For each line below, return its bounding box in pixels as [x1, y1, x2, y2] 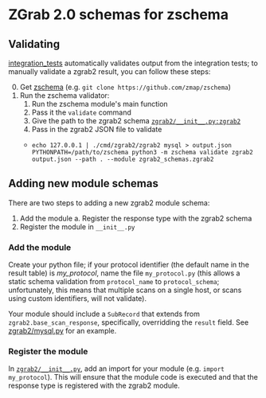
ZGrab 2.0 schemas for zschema [8, 6, 229, 24]
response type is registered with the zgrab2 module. [8, 380, 181, 391]
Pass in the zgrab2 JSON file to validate [31, 125, 162, 134]
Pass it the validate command [31, 107, 131, 117]
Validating [8, 37, 61, 51]
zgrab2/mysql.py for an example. [8, 326, 117, 336]
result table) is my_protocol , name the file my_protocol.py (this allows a [8, 268, 241, 278]
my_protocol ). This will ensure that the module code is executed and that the [8, 373, 259, 382]
